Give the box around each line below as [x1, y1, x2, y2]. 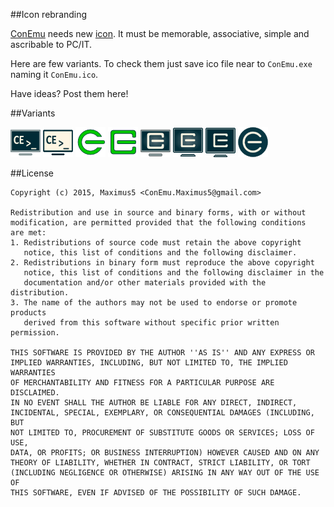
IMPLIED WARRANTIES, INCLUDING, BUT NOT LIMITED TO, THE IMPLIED [10, 358, 288, 368]
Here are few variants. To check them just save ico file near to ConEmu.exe [10, 58, 313, 69]
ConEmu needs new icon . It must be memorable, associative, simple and [10, 28, 310, 39]
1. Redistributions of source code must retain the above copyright [10, 238, 302, 248]
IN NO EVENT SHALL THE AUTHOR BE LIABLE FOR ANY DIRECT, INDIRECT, [10, 398, 298, 408]
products [10, 308, 47, 318]
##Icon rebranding [10, 9, 88, 20]
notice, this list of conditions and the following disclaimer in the [23, 268, 325, 278]
